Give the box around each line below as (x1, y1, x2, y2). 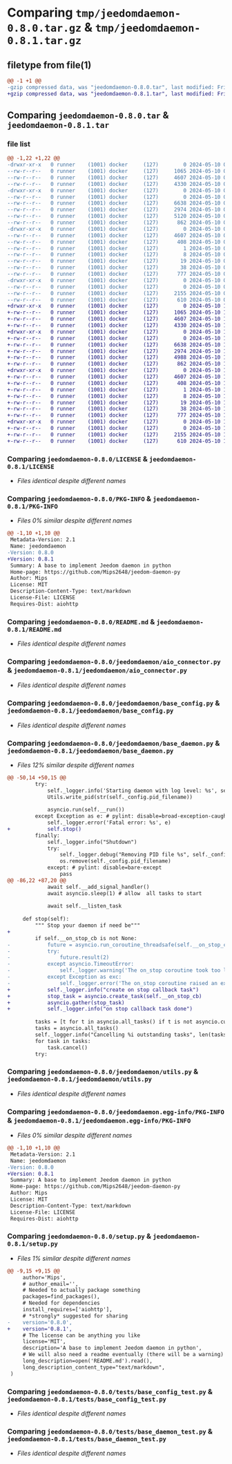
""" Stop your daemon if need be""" (35, 922, 140, 929)
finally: (35, 832, 60, 839)
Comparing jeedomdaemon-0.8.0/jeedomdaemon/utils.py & (7, 1067, 199, 1076)
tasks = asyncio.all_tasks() (35, 1025, 119, 1032)
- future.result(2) (7, 954, 110, 961)
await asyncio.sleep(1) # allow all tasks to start (47, 890, 202, 897)
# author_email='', (22, 1280, 79, 1287)
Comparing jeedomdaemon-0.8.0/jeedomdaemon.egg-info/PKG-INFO (7, 1107, 224, 1116)
